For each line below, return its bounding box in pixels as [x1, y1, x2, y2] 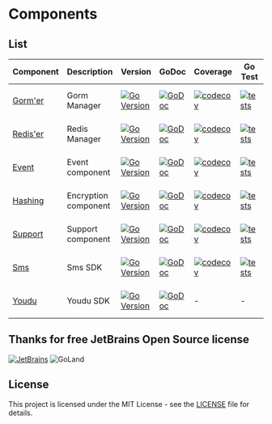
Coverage [193, 66, 233, 77]
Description [66, 66, 113, 77]
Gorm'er [12, 95, 45, 106]
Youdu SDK [66, 295, 111, 306]
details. [8, 408, 33, 418]
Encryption [66, 190, 108, 201]
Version [120, 66, 151, 77]
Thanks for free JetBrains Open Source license [8, 333, 249, 346]
